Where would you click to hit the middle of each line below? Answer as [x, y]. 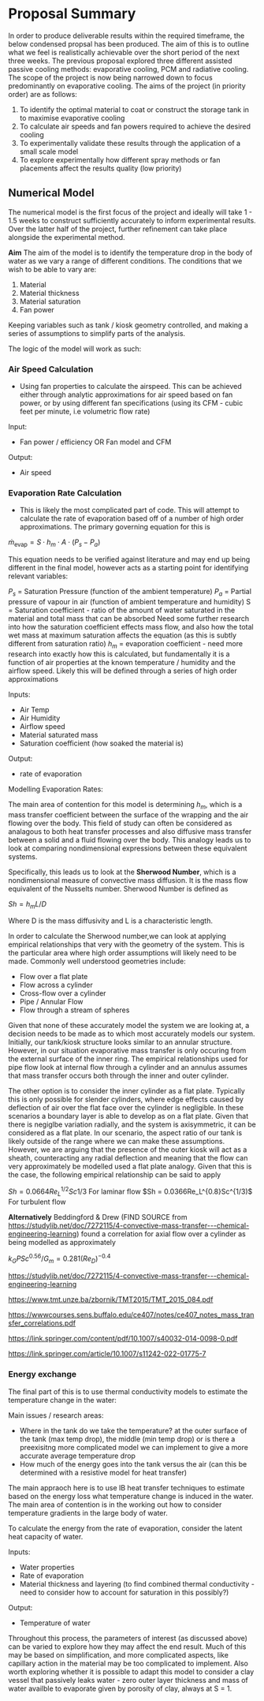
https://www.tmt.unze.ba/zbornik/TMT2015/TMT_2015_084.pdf [111, 1299]
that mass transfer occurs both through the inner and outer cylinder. [119, 1076]
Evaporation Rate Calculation [65, 492]
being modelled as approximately [62, 1242]
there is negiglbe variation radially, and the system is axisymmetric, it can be [132, 1124]
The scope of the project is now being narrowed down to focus [110, 77]
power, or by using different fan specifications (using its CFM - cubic [131, 403]
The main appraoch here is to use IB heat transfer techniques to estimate [126, 1487]
